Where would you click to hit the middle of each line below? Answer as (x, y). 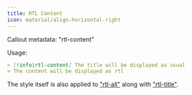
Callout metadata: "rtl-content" (51, 39)
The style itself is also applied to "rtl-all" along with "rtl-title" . (93, 84)
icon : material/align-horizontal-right (64, 20)
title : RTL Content (35, 13)
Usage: (17, 53)
